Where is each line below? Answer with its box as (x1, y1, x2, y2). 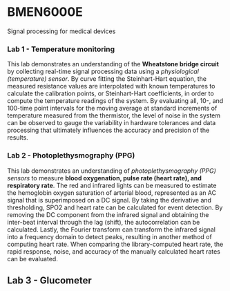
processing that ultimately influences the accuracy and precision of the (7, 126, 210, 135)
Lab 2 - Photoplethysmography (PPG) (7, 151, 135, 160)
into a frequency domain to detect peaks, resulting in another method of (7, 232, 212, 241)
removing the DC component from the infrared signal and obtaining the (7, 210, 209, 218)
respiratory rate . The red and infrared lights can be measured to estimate (7, 181, 217, 189)
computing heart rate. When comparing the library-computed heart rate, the (7, 240, 224, 248)
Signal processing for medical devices (7, 27, 116, 35)
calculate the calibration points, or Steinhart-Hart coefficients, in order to (7, 89, 214, 97)
